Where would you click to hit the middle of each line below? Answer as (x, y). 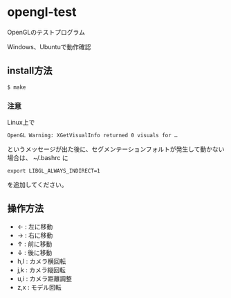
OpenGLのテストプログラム (46, 32)
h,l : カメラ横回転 (41, 261)
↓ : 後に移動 (35, 252)
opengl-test (42, 12)
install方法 (30, 71)
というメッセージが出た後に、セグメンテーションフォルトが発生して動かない (116, 149)
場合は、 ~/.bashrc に (38, 158)
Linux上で (21, 123)
